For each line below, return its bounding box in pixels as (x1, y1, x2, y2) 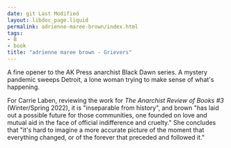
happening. (7, 83, 40, 91)
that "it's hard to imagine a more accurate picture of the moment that (7, 126, 205, 134)
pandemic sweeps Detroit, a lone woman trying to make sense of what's (7, 75, 214, 83)
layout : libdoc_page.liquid (7, 17, 89, 24)
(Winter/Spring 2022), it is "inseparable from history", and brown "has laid (7, 104, 219, 112)
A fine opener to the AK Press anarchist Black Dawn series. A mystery (7, 67, 207, 76)
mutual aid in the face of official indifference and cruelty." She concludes (7, 118, 216, 126)
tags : (7, 29, 23, 37)
